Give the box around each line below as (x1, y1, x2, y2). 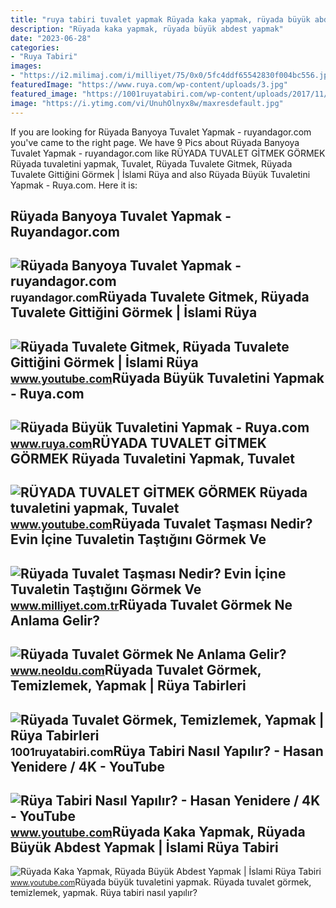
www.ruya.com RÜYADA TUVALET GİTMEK (10, 435, 267, 452)
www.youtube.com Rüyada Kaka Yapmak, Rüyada (10, 824, 306, 841)
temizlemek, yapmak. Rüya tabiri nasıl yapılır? (10, 887, 198, 899)
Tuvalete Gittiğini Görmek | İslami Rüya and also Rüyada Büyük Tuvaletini (10, 168, 311, 180)
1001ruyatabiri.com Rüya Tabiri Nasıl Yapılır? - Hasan (10, 742, 324, 760)
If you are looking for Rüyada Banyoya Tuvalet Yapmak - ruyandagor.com (10, 126, 312, 138)
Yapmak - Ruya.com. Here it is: (10, 179, 138, 191)
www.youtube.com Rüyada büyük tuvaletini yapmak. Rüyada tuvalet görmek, (10, 876, 312, 888)
